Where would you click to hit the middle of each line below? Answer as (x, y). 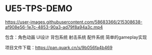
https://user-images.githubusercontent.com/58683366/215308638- (74, 22)
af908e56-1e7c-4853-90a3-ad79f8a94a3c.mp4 (54, 27)
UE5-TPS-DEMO (39, 9)
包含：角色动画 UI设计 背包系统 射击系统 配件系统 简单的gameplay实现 (76, 37)
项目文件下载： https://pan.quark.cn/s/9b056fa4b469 (59, 47)
